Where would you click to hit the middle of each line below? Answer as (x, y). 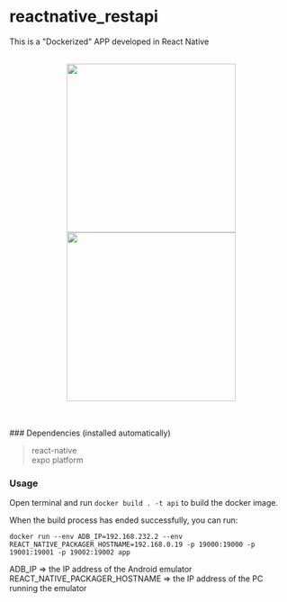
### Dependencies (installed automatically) (90, 433)
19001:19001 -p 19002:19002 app (70, 553)
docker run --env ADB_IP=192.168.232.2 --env (96, 537)
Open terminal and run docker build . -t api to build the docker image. (144, 503)
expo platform (57, 460)
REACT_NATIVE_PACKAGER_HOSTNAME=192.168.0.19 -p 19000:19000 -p (132, 545)
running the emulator (48, 589)
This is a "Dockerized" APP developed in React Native (109, 41)
